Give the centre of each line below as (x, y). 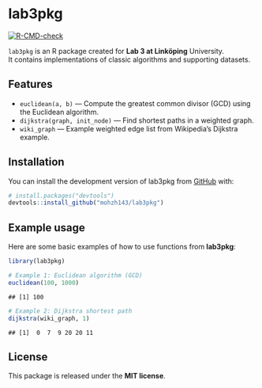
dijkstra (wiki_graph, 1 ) (49, 318)
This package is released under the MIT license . (87, 376)
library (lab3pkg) (37, 261)
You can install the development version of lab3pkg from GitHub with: (121, 181)
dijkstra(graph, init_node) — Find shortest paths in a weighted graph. (137, 120)
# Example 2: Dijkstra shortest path (70, 311)
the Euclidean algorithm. (59, 112)
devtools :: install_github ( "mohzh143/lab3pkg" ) (86, 203)
